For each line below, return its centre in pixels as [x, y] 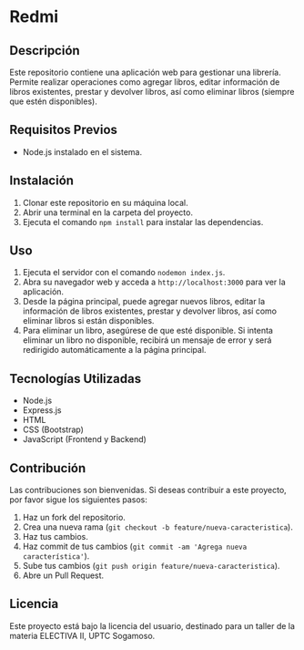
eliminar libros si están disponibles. [88, 321]
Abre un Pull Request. [63, 575]
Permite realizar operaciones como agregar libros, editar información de [145, 82]
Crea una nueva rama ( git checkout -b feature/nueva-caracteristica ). [157, 527]
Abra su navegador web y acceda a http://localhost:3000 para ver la [154, 282]
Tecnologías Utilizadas [76, 379]
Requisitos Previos [64, 130]
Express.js [42, 410]
